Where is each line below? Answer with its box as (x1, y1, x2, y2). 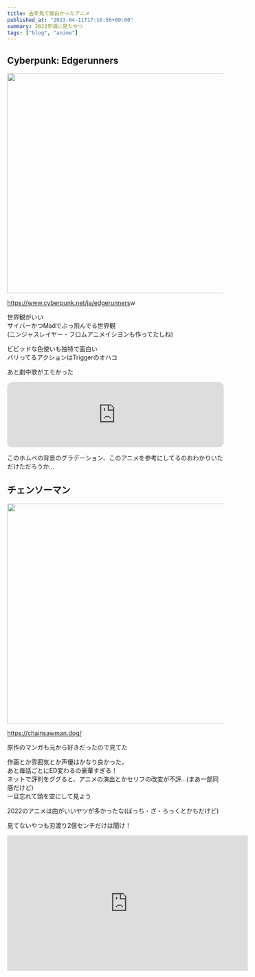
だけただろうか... (7, 462, 55, 471)
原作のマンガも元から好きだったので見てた (7, 743, 128, 751)
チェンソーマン (7, 484, 71, 496)
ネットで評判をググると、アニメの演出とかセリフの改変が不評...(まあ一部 (7, 774, 213, 783)
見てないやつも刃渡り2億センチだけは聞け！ (7, 821, 132, 829)
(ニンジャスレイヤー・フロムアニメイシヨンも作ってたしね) (7, 330, 174, 339)
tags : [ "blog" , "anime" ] (7, 29, 78, 36)
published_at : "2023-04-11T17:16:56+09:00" (7, 16, 134, 23)
